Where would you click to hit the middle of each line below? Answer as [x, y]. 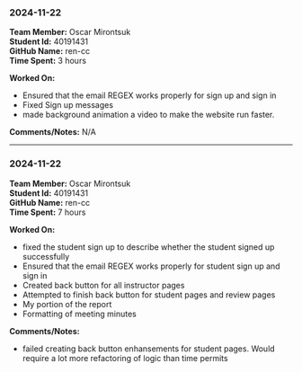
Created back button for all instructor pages [103, 285]
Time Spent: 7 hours [48, 212]
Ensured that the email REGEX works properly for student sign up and [151, 266]
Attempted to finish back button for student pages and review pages [149, 295]
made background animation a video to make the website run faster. [148, 115]
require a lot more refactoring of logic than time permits [125, 358]
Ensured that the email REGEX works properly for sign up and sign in [149, 95]
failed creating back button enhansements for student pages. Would [149, 349]
